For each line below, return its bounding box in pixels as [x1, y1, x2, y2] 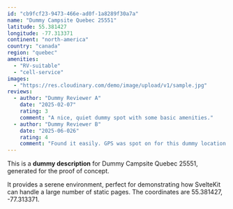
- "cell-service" [13, 69, 64, 75]
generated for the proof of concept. [7, 167, 110, 175]
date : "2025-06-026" [20, 127, 80, 134]
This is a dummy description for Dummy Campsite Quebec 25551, [7, 159, 199, 168]
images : [7, 75, 30, 82]
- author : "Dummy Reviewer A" [13, 95, 101, 102]
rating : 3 [20, 108, 49, 115]
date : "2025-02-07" [20, 101, 77, 108]
